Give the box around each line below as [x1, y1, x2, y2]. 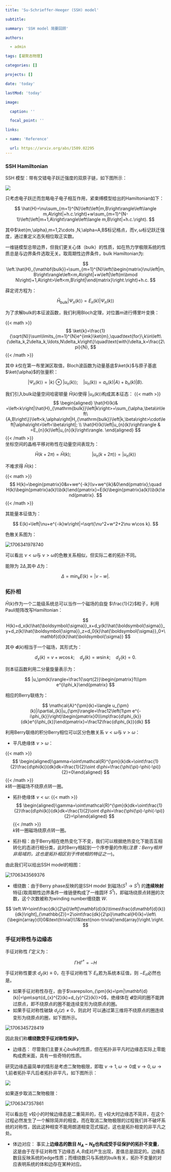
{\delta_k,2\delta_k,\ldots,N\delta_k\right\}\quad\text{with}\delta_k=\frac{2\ [6, 338, 165, 345]
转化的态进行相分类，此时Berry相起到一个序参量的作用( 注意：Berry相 [12, 845, 158, 851]
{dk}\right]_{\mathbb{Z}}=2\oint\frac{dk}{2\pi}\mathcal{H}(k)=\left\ [15, 911, 156, 917]
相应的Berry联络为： [5, 692, 48, 699]
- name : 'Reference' [5, 136, 49, 142]
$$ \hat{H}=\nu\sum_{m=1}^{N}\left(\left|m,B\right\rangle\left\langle [14, 205, 157, 212]
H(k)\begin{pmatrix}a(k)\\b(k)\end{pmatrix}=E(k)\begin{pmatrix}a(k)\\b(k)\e [6, 487, 165, 493]
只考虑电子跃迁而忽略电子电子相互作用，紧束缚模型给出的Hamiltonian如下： [5, 195, 164, 202]
